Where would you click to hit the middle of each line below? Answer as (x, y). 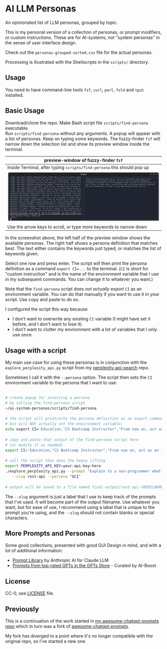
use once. (23, 335)
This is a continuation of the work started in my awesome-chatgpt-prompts (82, 621)
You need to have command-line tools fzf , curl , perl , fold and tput (75, 90)
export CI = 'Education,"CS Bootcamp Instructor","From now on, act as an (82, 450)
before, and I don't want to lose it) (47, 324)
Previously (22, 609)
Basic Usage (25, 111)
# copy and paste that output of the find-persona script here (72, 440)
